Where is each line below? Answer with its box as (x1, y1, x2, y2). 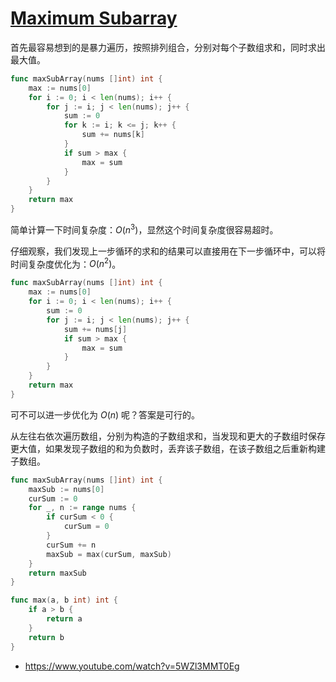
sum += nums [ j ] (63, 324, 128, 334)
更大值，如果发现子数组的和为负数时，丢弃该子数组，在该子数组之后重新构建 (10, 442, 326, 454)
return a (46, 614, 83, 624)
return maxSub (28, 568, 87, 578)
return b (28, 632, 65, 642)
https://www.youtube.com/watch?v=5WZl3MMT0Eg (24, 660, 240, 672)
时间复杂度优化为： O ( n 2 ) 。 (10, 256, 122, 270)
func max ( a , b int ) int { (10, 595, 118, 606)
